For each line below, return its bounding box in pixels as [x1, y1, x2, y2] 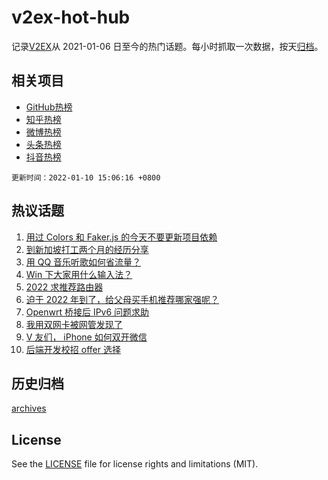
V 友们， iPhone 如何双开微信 [25, 331, 148, 343]
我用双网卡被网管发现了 [25, 318, 123, 330]
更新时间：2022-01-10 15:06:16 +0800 [11, 172, 161, 183]
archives [11, 402, 47, 415]
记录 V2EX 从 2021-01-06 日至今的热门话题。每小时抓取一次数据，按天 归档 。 [11, 40, 324, 52]
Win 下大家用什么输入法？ [25, 268, 133, 280]
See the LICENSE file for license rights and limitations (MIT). [11, 458, 259, 470]
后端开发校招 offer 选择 [25, 343, 121, 355]
